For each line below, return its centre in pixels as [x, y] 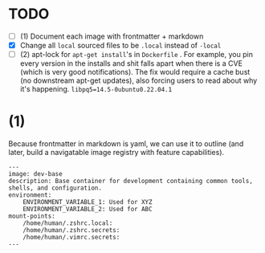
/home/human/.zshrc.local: [68, 223]
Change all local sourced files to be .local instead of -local [120, 45]
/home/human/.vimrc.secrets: [71, 238]
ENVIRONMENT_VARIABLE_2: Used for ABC [88, 210]
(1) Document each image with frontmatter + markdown [112, 36]
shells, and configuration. [55, 188]
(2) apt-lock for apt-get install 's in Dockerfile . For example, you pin [136, 55]
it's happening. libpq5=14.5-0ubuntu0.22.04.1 [96, 89]
